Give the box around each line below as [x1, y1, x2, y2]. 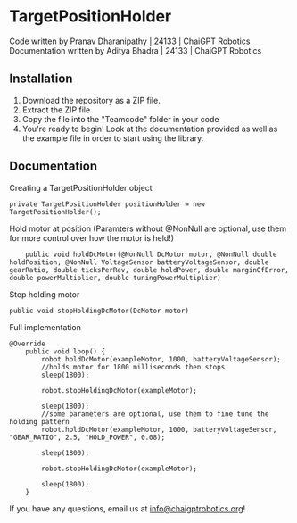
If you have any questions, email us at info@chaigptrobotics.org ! [9, 502, 246, 514]
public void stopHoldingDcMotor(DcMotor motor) [9, 306, 190, 315]
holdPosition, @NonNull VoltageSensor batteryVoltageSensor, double [9, 257, 269, 267]
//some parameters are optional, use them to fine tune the [41, 409, 269, 419]
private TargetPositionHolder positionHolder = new [9, 199, 205, 209]
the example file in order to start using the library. [21, 132, 204, 144]
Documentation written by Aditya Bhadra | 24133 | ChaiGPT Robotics [9, 45, 262, 55]
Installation [9, 71, 73, 87]
